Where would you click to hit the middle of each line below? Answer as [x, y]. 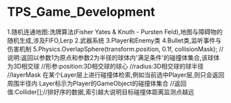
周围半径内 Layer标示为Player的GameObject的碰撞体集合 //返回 [97, 83]
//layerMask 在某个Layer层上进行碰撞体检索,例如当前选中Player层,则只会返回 [116, 75]
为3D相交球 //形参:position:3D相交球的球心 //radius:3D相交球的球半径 [106, 66]
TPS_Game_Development [81, 12]
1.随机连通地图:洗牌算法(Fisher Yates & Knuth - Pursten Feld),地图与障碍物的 [115, 32]
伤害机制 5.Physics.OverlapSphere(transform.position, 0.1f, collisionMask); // [115, 49]
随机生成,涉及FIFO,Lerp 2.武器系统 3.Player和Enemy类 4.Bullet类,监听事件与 [114, 40]
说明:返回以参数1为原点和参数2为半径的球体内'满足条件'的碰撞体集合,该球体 [113, 57]
